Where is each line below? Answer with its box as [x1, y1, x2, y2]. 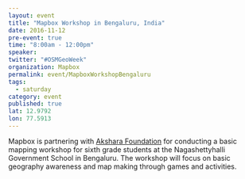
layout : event [8, 11, 56, 20]
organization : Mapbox [8, 63, 80, 71]
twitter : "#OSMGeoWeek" [8, 56, 87, 64]
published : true [8, 100, 62, 108]
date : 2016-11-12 [8, 26, 66, 34]
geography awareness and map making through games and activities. [8, 162, 237, 171]
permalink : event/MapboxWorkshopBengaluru [8, 70, 151, 78]
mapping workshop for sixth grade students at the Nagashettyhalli [8, 144, 225, 154]
